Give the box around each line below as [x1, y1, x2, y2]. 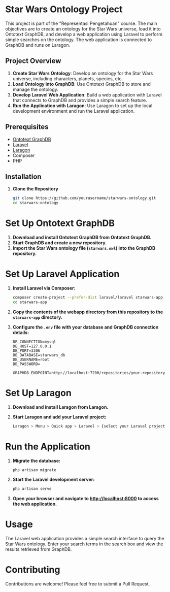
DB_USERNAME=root [12, 357, 50, 362]
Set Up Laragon [5, 387, 72, 399]
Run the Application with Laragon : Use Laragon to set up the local [12, 103, 153, 109]
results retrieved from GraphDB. [5, 546, 72, 552]
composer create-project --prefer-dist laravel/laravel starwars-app [12, 295, 163, 300]
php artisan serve [12, 486, 52, 491]
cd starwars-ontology [12, 201, 58, 206]
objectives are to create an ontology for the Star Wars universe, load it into [5, 25, 161, 31]
